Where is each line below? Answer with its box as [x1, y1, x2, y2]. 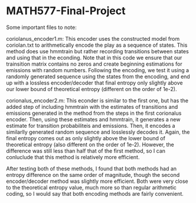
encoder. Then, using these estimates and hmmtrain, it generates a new [6, 115, 181, 123]
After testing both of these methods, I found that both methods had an [6, 165, 177, 172]
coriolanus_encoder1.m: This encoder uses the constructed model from [6, 35, 180, 42]
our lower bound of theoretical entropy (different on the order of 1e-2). [6, 85, 177, 92]
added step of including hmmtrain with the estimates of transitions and [6, 103, 178, 110]
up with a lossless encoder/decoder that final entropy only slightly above [6, 79, 183, 86]
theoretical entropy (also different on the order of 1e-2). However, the [6, 141, 174, 148]
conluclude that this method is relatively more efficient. [6, 153, 140, 160]
